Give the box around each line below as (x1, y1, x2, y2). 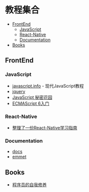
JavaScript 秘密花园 (12, 94, 52, 100)
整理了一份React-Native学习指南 (12, 125, 77, 130)
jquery (12, 88, 25, 94)
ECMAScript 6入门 (12, 100, 50, 106)
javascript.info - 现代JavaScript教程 (12, 83, 84, 89)
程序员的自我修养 (12, 182, 47, 188)
